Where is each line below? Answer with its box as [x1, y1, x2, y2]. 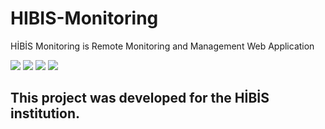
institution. [10, 105, 81, 122]
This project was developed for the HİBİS [10, 90, 270, 107]
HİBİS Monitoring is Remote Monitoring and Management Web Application [10, 40, 315, 52]
